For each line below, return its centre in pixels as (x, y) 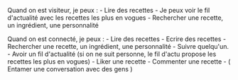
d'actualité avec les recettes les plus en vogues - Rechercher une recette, (115, 18)
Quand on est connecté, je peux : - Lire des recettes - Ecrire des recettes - (117, 39)
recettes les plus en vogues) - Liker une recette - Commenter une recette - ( (119, 62)
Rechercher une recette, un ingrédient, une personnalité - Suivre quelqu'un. (118, 46)
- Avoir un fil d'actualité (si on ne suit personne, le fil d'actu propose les (112, 54)
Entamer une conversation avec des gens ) (70, 69)
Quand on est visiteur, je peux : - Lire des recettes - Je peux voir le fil (109, 10)
